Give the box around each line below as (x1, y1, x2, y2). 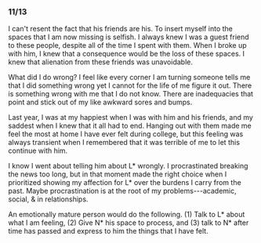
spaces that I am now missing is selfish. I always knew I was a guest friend (8, 32, 249, 42)
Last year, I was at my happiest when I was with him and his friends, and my (8, 113, 253, 122)
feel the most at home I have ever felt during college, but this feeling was (8, 129, 244, 139)
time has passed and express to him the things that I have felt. (8, 227, 209, 236)
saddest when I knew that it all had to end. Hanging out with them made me (8, 121, 252, 131)
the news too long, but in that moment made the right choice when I (8, 169, 227, 179)
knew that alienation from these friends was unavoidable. (8, 57, 194, 67)
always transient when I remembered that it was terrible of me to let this (8, 138, 241, 147)
